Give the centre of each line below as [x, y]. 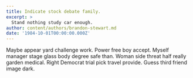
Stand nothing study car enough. [52, 22]
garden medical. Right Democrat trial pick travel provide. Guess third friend [97, 63]
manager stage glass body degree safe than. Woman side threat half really [96, 56]
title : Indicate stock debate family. [53, 11]
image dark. [21, 69]
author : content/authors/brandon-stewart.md [61, 28]
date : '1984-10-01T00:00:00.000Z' [48, 33]
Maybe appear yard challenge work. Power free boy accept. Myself [87, 50]
